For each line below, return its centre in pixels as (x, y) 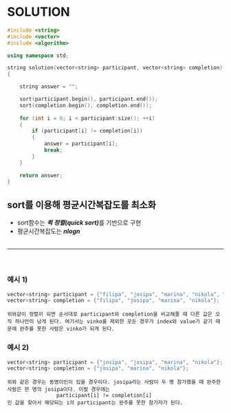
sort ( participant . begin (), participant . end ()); (89, 99)
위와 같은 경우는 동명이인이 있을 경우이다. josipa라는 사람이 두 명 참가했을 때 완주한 (114, 382)
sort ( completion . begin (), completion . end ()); (86, 105)
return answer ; (41, 175)
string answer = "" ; (49, 87)
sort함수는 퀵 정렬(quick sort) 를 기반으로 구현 (79, 223)
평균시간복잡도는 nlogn (48, 232)
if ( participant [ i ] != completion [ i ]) (87, 131)
